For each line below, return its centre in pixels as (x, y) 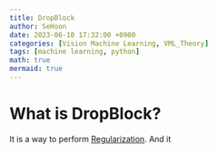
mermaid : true (36, 69)
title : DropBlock (42, 18)
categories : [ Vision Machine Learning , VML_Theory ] (109, 43)
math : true (30, 60)
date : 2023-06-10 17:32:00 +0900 (73, 35)
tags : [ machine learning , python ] (75, 52)
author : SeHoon (38, 26)
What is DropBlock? (85, 114)
